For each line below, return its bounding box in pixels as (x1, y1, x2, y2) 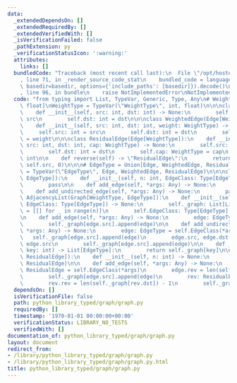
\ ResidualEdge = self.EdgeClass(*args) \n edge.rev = (20, 266, 203, 273)
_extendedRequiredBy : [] (13, 23, 87, 30)
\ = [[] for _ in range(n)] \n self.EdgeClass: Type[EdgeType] (20, 208, 229, 215)
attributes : (13, 57, 49, 64)
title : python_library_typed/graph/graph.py (7, 365, 140, 372)
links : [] (20, 63, 49, 70)
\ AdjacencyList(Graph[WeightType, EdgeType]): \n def (20, 194, 191, 201)
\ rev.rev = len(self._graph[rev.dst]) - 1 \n (20, 280, 178, 287)
